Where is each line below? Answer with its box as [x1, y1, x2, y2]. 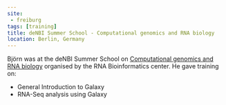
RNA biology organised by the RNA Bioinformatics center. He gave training [7, 62, 219, 70]
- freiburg [10, 17, 41, 23]
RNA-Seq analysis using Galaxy [17, 90, 107, 99]
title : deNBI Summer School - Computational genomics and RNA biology [7, 29, 215, 37]
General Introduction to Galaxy [17, 83, 105, 91]
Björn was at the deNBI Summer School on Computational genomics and [7, 55, 214, 63]
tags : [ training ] [7, 23, 57, 30]
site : [7, 10, 23, 17]
